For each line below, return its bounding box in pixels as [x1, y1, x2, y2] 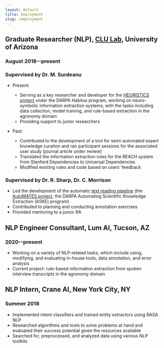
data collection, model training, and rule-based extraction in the [19, 108, 150, 114]
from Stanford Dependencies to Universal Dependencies [19, 159, 135, 165]
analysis [12, 260, 30, 266]
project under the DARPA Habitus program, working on [19, 97, 131, 103]
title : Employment [5, 12, 43, 17]
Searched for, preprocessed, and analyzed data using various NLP [12, 333, 148, 339]
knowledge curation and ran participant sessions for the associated [19, 143, 158, 149]
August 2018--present [5, 58, 60, 65]
